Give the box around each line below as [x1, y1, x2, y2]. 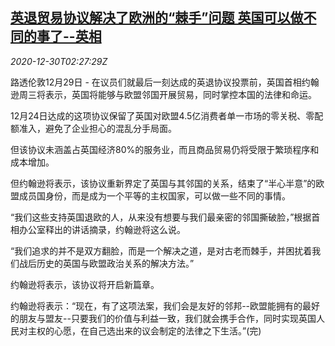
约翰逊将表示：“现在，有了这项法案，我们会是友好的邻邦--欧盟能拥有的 [10, 299, 303, 312]
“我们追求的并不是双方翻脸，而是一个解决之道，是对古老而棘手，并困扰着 [10, 244, 313, 257]
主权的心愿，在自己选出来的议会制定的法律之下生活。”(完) [27, 324, 262, 337]
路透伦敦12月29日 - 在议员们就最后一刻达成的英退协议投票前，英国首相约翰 [10, 76, 320, 88]
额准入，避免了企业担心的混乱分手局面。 [10, 122, 177, 134]
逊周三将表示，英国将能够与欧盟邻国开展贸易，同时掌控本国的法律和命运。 [10, 88, 317, 100]
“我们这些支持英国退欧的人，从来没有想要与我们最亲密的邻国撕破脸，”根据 [10, 211, 312, 223]
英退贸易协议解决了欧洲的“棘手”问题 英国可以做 [10, 9, 304, 27]
